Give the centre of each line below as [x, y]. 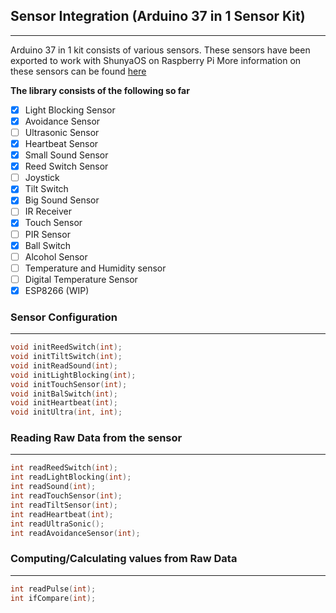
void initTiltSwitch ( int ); [66, 357]
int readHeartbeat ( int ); [62, 514]
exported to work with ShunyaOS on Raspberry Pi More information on [156, 60]
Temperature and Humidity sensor [95, 268]
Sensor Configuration [64, 317]
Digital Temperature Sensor [81, 279]
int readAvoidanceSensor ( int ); [75, 533]
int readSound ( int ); [53, 487]
